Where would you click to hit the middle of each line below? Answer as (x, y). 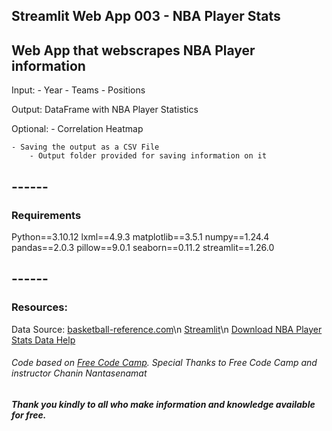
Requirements (46, 215)
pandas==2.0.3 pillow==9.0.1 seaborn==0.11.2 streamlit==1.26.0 (143, 247)
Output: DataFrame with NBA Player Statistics (105, 110)
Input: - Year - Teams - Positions (78, 90)
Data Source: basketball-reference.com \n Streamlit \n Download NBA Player (167, 329)
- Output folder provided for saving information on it (148, 156)
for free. (29, 415)
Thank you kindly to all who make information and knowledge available (163, 404)
